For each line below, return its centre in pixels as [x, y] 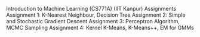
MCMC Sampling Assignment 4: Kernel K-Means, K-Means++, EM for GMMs [100, 27]
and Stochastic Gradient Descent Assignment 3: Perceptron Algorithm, [93, 21]
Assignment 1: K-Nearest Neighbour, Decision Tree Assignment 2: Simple [96, 15]
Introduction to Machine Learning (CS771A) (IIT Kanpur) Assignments [91, 9]
